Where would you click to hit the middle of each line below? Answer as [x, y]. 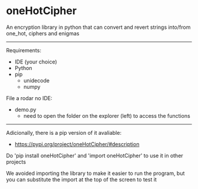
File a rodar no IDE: [29, 98]
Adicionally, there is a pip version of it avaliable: [64, 132]
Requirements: [24, 50]
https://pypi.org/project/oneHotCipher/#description [77, 144]
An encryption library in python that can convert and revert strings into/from [98, 27]
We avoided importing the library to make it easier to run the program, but [95, 173]
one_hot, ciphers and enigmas [43, 33]
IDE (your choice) [36, 62]
